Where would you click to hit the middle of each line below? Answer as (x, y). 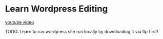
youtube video (20, 22)
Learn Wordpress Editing (57, 9)
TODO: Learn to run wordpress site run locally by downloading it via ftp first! (82, 31)
